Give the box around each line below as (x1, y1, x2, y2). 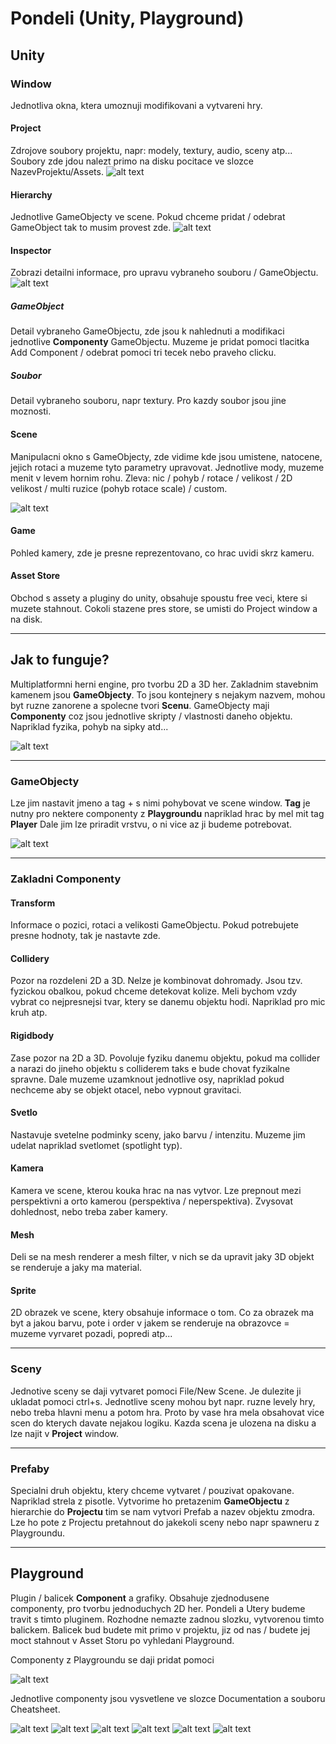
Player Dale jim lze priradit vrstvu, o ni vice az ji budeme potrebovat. (10, 818, 293, 831)
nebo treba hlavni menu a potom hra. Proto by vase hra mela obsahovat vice (10, 1406, 325, 1418)
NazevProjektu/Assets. (10, 166, 104, 178)
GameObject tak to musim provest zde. (10, 222, 172, 234)
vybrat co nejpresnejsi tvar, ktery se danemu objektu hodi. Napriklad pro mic (10, 996, 326, 1008)
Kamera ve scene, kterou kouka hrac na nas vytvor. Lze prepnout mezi (10, 1185, 302, 1197)
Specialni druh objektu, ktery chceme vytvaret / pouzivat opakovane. (10, 1485, 295, 1497)
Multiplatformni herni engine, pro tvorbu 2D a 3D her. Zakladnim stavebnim (10, 678, 319, 690)
